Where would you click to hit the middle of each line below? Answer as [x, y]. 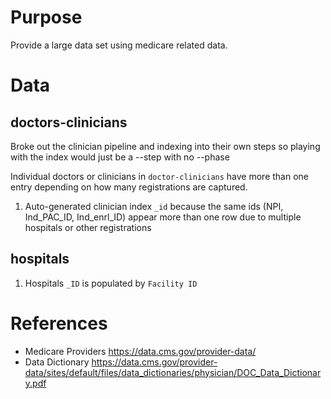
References [59, 323]
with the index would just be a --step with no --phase [120, 157]
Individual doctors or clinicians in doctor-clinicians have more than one [160, 176]
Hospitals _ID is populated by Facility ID [111, 283]
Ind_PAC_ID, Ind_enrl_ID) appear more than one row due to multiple [163, 217]
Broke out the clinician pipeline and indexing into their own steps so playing [165, 146]
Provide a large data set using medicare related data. [119, 45]
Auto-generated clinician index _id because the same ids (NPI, [154, 206]
